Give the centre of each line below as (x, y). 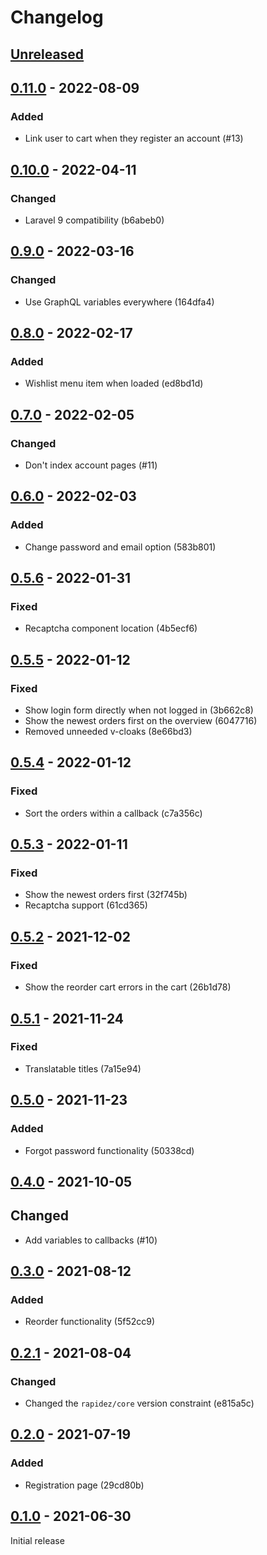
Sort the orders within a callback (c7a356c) (113, 813)
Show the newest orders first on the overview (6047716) (141, 721)
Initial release (37, 1540)
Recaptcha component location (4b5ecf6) (111, 628)
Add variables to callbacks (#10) (91, 1240)
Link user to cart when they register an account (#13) (134, 138)
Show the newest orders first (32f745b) (106, 895)
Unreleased (47, 54)
